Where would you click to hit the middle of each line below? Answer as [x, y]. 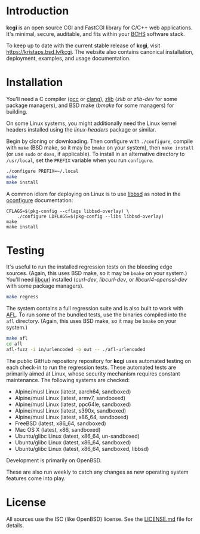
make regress [22, 297]
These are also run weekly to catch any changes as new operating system [98, 472]
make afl [17, 338]
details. [15, 525]
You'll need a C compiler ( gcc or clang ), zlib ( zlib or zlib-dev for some [92, 99]
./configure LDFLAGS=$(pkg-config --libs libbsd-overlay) [90, 216]
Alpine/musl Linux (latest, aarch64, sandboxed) [73, 391]
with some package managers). [45, 286]
